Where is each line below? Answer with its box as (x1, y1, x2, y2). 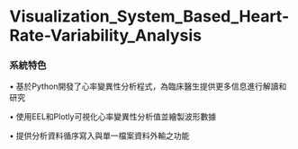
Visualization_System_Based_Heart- (9, 6, 290, 27)
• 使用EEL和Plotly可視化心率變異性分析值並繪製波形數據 (9, 111, 217, 122)
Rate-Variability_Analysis (9, 25, 203, 46)
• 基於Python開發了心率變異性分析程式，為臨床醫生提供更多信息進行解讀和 (9, 81, 287, 92)
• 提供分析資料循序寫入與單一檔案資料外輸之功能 (9, 130, 190, 141)
